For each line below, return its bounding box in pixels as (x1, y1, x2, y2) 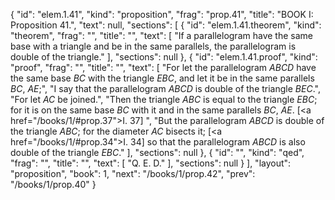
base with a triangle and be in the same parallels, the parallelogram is (10, 40, 297, 52)
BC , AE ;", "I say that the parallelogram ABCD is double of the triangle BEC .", (10, 83, 321, 94)
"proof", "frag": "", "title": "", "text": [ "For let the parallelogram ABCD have (10, 62, 317, 73)
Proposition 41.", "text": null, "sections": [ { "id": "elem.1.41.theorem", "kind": (10, 19, 322, 31)
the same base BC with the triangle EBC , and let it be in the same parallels (10, 72, 315, 84)
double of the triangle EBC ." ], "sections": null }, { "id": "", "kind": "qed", (10, 147, 305, 158)
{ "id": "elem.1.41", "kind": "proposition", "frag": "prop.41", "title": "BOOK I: (10, 9, 314, 20)
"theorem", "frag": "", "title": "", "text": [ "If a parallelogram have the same (10, 30, 313, 41)
